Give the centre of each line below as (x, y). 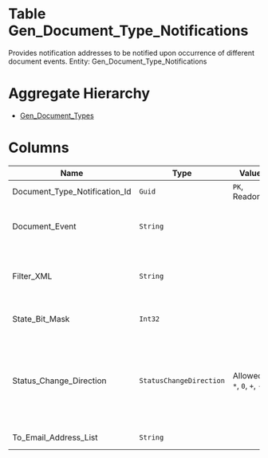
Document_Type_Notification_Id (72, 191)
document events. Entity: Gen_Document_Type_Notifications (108, 61)
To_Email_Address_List (55, 437)
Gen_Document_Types (57, 115)
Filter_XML (32, 276)
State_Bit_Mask (41, 319)
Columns (39, 148)
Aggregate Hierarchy (79, 94)
